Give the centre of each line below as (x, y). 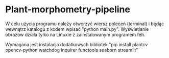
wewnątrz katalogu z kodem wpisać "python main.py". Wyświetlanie (77, 29)
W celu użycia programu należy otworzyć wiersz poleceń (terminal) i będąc (85, 24)
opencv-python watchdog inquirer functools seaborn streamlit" (72, 50)
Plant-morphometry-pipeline (68, 9)
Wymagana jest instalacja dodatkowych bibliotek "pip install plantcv (77, 44)
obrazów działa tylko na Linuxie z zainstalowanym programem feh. (75, 34)
